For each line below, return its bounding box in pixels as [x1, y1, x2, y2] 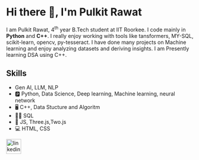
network [14, 97, 36, 104]
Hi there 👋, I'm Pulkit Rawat [6, 5, 143, 19]
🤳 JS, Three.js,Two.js [14, 119, 67, 126]
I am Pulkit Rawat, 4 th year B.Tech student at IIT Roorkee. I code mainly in [6, 25, 186, 33]
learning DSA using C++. [6, 51, 67, 58]
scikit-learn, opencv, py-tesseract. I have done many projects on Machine [6, 39, 187, 46]
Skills [6, 68, 27, 78]
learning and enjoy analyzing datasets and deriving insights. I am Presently [6, 44, 189, 52]
